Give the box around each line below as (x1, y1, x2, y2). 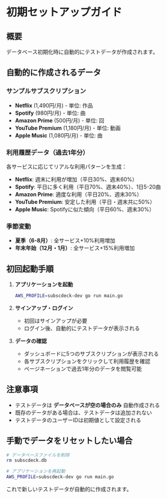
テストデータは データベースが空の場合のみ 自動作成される (14, 401, 160, 409)
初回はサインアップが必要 (23, 317, 88, 324)
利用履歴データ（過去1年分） (6, 148, 89, 157)
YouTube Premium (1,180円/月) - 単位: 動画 (14, 124, 121, 131)
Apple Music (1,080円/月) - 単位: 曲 (14, 131, 103, 139)
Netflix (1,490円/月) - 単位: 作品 (14, 101, 93, 109)
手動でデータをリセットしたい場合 (6, 436, 133, 446)
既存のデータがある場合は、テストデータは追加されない (14, 409, 152, 416)
